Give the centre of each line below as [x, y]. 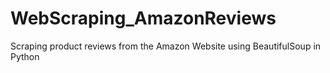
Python [25, 56]
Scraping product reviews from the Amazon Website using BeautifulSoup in [166, 46]
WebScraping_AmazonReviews [143, 18]
